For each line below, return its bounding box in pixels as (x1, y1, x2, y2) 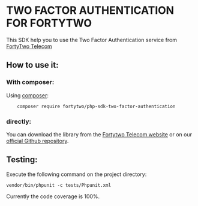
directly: (6, 117, 32, 126)
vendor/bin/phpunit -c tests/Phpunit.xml (6, 182, 112, 188)
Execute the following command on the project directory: (6, 171, 147, 178)
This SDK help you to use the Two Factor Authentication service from (6, 36, 178, 43)
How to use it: (6, 60, 59, 70)
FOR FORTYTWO (6, 16, 92, 30)
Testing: (6, 154, 38, 165)
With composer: (6, 78, 55, 86)
